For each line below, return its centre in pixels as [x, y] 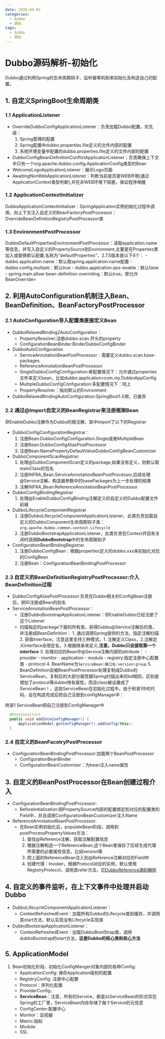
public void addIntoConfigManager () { [49, 719]
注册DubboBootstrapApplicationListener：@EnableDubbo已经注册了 [89, 615]
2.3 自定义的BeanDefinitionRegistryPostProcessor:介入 [72, 577]
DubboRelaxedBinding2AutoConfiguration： [57, 332]
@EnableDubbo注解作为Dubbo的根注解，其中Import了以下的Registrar [76, 422]
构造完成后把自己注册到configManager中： [81, 695]
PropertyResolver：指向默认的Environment [63, 390]
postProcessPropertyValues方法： [54, 833]
